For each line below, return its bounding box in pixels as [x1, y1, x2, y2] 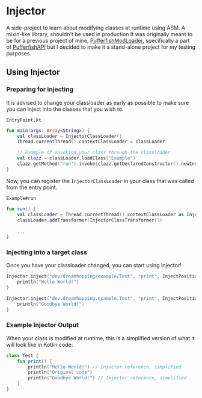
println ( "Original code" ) [28, 369, 93, 376]
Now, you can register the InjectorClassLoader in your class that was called [6, 177, 194, 184]
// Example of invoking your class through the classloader [17, 149, 171, 156]
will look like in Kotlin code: [6, 341, 73, 348]
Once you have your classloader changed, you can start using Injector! [6, 262, 182, 269]
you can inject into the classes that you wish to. [6, 105, 124, 113]
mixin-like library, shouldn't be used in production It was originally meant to [6, 30, 193, 37]
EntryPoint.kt [6, 117, 42, 123]
